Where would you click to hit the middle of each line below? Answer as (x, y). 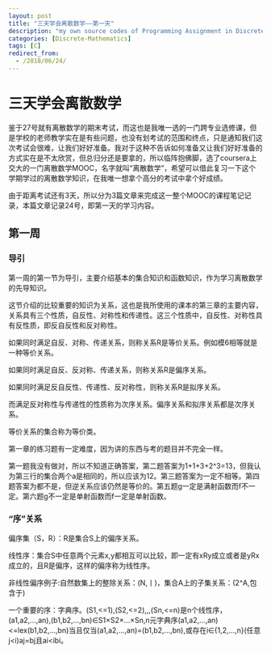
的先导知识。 (29, 287)
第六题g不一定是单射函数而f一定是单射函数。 (96, 496)
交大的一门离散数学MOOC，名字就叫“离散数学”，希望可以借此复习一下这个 (132, 167)
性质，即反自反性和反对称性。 (72, 325)
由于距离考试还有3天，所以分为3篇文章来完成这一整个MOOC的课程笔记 (126, 195)
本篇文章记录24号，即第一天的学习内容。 (90, 205)
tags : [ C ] (25, 46)
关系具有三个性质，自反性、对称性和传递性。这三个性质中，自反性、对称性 (132, 315)
